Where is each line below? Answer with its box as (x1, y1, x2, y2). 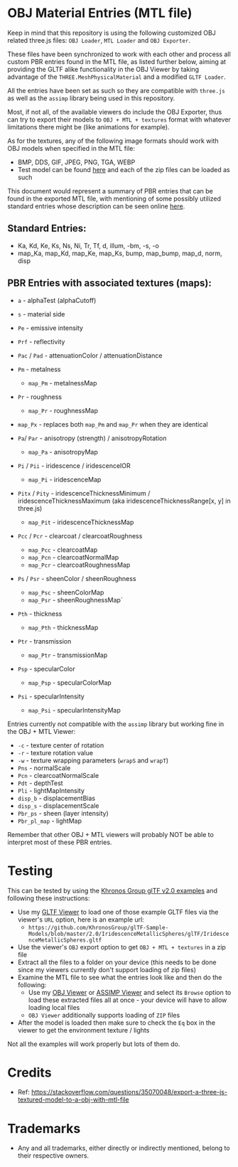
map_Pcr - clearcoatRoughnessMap (28, 560, 131, 569)
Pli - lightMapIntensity (17, 786, 85, 794)
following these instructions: (7, 894, 90, 902)
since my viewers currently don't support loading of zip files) (17, 965, 197, 974)
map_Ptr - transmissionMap (28, 651, 108, 659)
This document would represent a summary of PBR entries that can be (7, 186, 213, 195)
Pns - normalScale (17, 763, 71, 772)
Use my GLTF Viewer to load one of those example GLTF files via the (17, 907, 219, 916)
